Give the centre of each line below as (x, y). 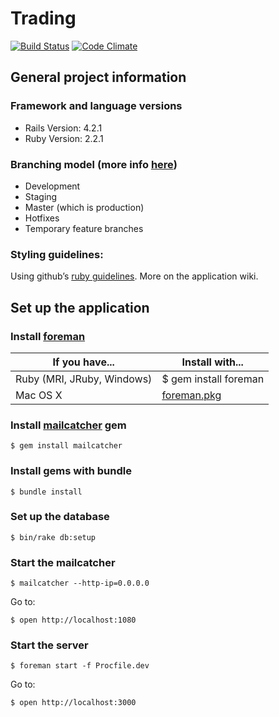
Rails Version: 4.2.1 (63, 128)
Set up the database (60, 517)
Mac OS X (39, 395)
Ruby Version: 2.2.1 (64, 138)
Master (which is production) (84, 207)
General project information (98, 77)
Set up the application (80, 307)
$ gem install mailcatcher (66, 446)
